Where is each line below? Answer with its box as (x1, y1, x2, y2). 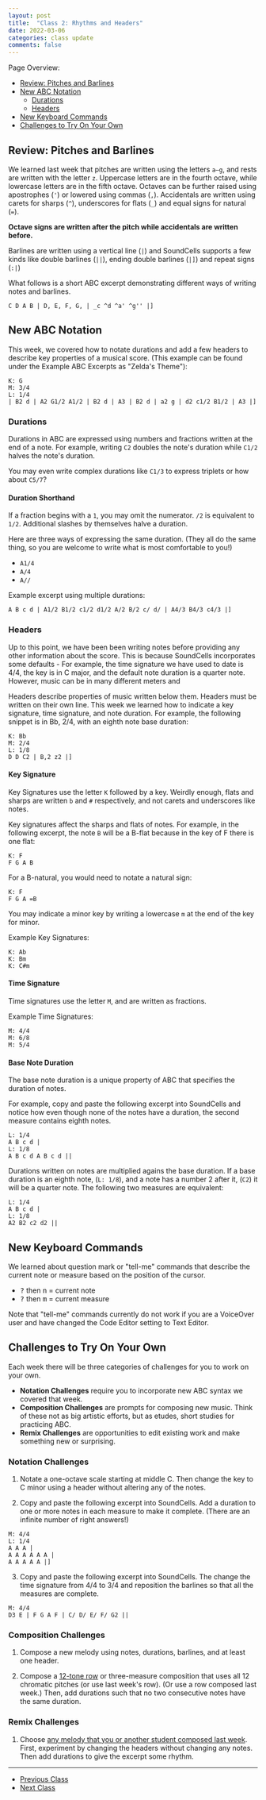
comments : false (8, 41, 62, 49)
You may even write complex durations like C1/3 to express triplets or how (8, 466, 249, 476)
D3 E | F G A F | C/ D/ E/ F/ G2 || (8, 1611, 129, 1620)
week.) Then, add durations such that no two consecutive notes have (19, 1688, 246, 1698)
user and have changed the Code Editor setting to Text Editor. (8, 1317, 210, 1327)
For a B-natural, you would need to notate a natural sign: (8, 873, 192, 882)
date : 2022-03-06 (8, 26, 66, 34)
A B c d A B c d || (8, 1152, 73, 1160)
